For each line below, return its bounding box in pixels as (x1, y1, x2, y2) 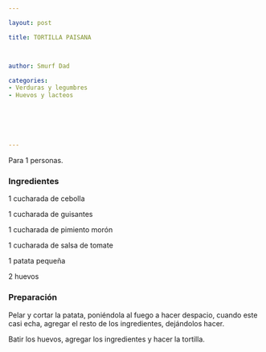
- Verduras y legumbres (8, 84, 88, 92)
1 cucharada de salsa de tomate (8, 240, 114, 250)
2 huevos (8, 272, 39, 281)
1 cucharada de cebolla (8, 194, 85, 203)
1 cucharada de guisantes (8, 210, 93, 219)
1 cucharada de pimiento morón (8, 225, 113, 235)
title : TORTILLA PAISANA (8, 33, 92, 41)
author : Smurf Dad (8, 62, 70, 70)
